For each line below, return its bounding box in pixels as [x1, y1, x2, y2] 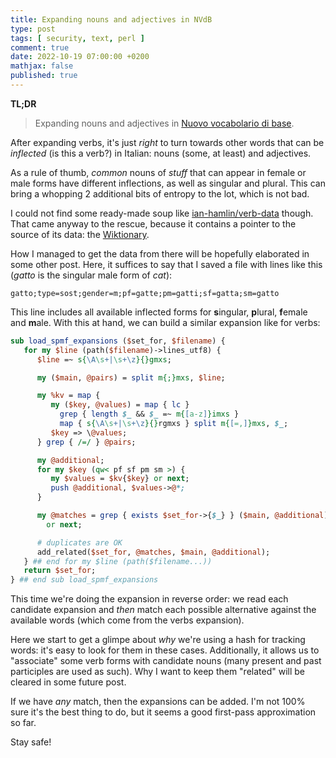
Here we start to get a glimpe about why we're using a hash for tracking [10, 634, 306, 646]
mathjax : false [10, 61, 74, 71]
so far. [10, 717, 37, 729]
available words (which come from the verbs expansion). [10, 614, 245, 626]
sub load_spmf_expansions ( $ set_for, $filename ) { [10, 336, 226, 346]
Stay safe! [10, 736, 52, 748]
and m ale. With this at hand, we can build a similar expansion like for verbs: [10, 316, 321, 328]
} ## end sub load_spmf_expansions [10, 575, 159, 585]
